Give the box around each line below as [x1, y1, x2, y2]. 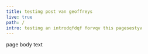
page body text [6, 41, 43, 48]
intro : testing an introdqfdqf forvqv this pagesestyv [6, 25, 143, 31]
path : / [6, 19, 25, 25]
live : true [6, 14, 33, 20]
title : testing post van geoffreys [6, 8, 93, 15]
